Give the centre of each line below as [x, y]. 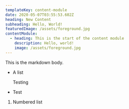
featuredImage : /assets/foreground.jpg [48, 29]
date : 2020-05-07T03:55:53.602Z [40, 15]
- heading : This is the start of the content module [67, 39]
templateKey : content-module [36, 10]
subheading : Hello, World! [34, 24]
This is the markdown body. [34, 62]
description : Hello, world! [44, 43]
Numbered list [28, 102]
